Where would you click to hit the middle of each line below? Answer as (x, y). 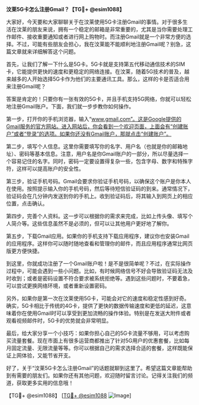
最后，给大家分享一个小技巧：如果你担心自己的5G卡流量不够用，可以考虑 (95, 333)
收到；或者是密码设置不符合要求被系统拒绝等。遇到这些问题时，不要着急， (102, 278)
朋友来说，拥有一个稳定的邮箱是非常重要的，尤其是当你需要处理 (110, 29)
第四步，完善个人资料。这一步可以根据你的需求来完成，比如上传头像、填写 (97, 216)
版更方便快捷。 (24, 251)
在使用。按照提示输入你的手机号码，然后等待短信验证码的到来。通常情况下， (99, 189)
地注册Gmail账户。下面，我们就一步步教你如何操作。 (70, 106)
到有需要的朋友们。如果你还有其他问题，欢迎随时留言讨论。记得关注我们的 (97, 375)
